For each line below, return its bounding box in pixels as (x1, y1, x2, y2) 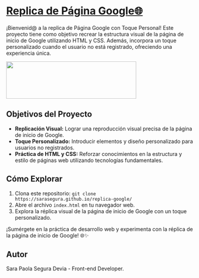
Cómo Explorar (6, 174, 63, 184)
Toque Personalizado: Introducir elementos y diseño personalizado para (14, 138, 193, 145)
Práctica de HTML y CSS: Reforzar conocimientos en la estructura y (14, 150, 182, 157)
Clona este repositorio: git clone (14, 189, 96, 197)
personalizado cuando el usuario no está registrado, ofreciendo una (6, 43, 172, 50)
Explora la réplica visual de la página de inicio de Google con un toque (14, 207, 187, 215)
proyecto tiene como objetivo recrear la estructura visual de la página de (6, 30, 184, 38)
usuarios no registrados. (14, 144, 75, 151)
